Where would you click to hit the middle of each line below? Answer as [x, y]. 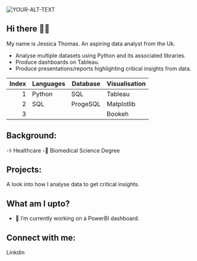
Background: [32, 136]
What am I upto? [38, 204]
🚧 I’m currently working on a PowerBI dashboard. [77, 218]
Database [86, 83]
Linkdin [16, 252]
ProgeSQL [86, 104]
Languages [49, 83]
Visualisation [126, 83]
